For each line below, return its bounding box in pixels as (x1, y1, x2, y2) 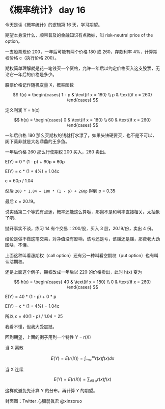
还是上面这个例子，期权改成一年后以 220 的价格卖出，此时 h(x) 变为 (5, 269, 142, 275)
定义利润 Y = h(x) (5, 107, 40, 113)
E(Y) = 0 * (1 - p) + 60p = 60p (5, 158, 65, 165)
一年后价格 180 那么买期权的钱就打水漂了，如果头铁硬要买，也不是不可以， (5, 132, 157, 138)
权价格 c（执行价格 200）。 (5, 55, 59, 60)
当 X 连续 (5, 367, 24, 373)
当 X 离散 (5, 345, 24, 351)
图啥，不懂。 (5, 242, 31, 248)
